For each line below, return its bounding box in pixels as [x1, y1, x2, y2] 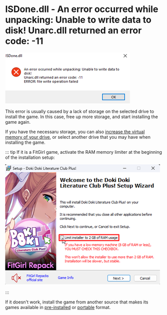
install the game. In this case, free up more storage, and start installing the [5, 114, 158, 120]
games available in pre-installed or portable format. [5, 304, 111, 310]
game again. [5, 119, 31, 125]
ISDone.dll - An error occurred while [5, 4, 158, 15]
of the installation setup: [5, 154, 55, 160]
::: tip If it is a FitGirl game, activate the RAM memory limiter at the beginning [5, 149, 162, 155]
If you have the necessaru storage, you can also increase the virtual [5, 129, 145, 135]
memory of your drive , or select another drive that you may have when [5, 134, 151, 140]
